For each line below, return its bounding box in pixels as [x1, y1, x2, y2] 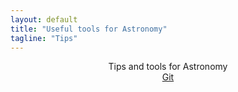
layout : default [10, 14, 78, 25]
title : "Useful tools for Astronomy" [10, 24, 168, 34]
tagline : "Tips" [10, 33, 78, 43]
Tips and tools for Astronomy [108, 61, 228, 73]
